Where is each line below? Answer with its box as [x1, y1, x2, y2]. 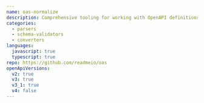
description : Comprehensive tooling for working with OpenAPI [6, 15, 167, 21]
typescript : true [12, 54, 56, 60]
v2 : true [12, 71, 34, 77]
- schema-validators [12, 32, 64, 38]
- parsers [12, 25, 36, 32]
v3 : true [12, 76, 34, 82]
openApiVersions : [6, 65, 50, 71]
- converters [12, 37, 45, 43]
